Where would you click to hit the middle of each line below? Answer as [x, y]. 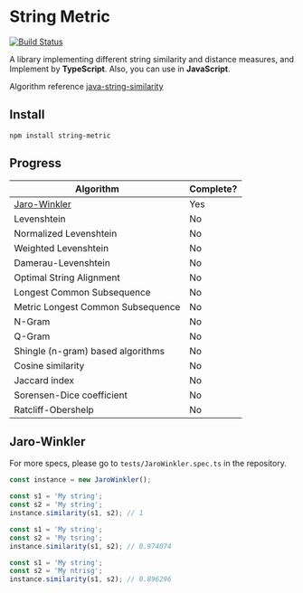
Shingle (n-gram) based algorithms [90, 351]
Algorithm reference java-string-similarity [87, 86]
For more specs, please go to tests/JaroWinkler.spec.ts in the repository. [148, 464]
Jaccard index [44, 380]
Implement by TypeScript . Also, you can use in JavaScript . [120, 69]
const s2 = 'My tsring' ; [56, 538]
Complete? [213, 189]
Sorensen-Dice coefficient [71, 395]
